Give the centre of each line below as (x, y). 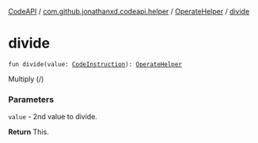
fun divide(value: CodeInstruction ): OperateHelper (95, 64)
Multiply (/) (26, 79)
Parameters (31, 100)
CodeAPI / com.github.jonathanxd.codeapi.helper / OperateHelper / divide (129, 11)
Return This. (28, 132)
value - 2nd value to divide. (53, 117)
